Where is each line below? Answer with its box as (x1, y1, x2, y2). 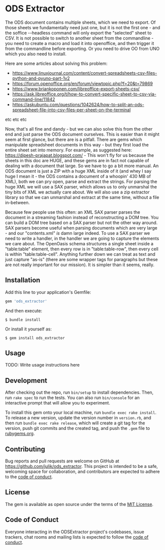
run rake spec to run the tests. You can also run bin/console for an (5, 395, 140, 401)
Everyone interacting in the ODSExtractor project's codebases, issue (5, 529, 144, 535)
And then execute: (5, 308, 42, 314)
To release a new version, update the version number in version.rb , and (5, 415, 152, 421)
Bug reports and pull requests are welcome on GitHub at (5, 458, 120, 464)
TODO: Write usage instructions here (5, 362, 80, 368)
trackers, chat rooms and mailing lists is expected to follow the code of (5, 534, 149, 540)
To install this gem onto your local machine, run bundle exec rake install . (5, 410, 157, 415)
